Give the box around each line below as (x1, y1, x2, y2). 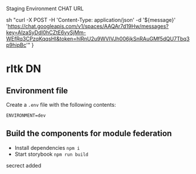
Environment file (6, 86, 68, 96)
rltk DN (6, 62, 41, 75)
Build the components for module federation (6, 129, 172, 139)
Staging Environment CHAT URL (6, 5, 84, 12)
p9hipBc (6, 41, 26, 48)
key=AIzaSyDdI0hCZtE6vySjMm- (6, 29, 87, 36)
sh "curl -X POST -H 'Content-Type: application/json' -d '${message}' (6, 17, 176, 23)
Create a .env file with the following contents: (6, 101, 117, 108)
